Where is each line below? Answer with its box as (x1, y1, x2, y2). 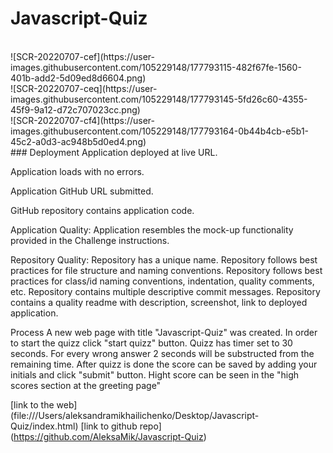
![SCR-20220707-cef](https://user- (10, 50, 156, 62)
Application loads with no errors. (10, 165, 145, 177)
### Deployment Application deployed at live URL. (10, 146, 218, 158)
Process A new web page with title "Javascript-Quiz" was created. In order (10, 326, 318, 338)
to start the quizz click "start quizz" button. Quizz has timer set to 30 (10, 337, 293, 349)
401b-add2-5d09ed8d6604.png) (10, 72, 147, 84)
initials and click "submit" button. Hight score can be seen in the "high (10, 368, 300, 381)
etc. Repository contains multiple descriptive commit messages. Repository (10, 285, 321, 297)
